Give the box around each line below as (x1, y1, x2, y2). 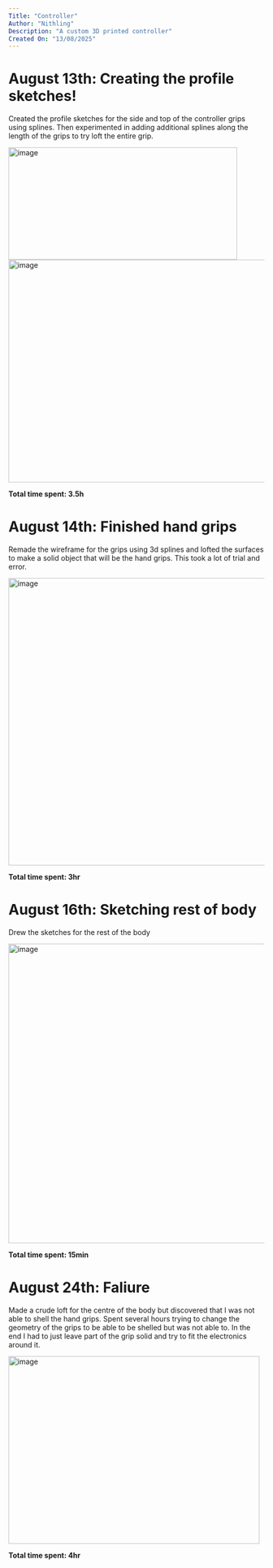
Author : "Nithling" (8, 20, 75, 28)
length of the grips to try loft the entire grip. (8, 131, 154, 141)
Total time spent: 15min (8, 1250, 89, 1260)
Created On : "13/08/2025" (8, 34, 96, 43)
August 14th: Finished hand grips (8, 518, 237, 536)
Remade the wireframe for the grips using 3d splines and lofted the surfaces (8, 544, 264, 554)
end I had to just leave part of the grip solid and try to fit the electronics (8, 1331, 247, 1341)
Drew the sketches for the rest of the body (8, 928, 150, 937)
